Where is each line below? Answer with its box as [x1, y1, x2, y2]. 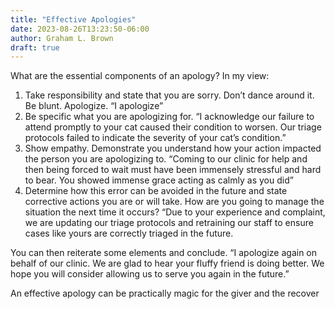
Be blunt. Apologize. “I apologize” [24, 100, 164, 112]
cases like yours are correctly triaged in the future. [24, 227, 234, 240]
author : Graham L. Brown [10, 33, 114, 43]
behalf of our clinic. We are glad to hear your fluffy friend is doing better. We [10, 257, 325, 270]
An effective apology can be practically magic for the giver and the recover [10, 287, 320, 300]
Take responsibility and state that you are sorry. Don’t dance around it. [24, 89, 315, 101]
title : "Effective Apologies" [10, 14, 137, 25]
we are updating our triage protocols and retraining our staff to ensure [24, 217, 314, 229]
